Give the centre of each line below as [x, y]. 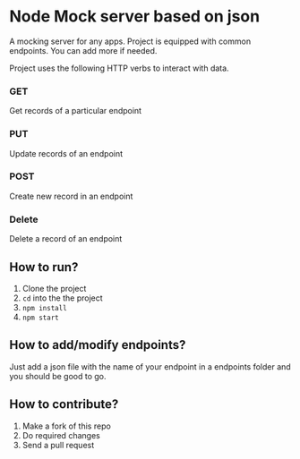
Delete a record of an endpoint [66, 239]
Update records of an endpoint [66, 153]
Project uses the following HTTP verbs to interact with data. [120, 68]
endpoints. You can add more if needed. [83, 50]
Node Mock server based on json [135, 17]
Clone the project [54, 288]
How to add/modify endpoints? [98, 345]
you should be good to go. [58, 376]
